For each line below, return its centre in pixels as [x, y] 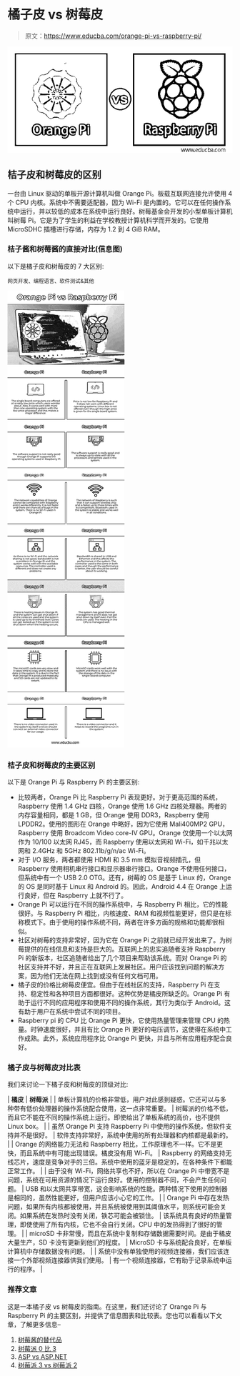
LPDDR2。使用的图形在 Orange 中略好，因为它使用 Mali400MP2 [112, 824]
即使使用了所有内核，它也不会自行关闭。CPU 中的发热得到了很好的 [118, 1225]
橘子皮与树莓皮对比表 [44, 1067]
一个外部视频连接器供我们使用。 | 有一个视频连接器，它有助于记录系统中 [120, 1260]
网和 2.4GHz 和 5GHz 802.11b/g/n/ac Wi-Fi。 [84, 851]
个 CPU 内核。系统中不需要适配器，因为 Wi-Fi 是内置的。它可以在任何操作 [116, 202]
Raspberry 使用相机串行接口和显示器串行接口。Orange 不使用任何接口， [124, 869]
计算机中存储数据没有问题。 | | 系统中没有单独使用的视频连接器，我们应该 [115, 1252]
